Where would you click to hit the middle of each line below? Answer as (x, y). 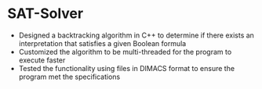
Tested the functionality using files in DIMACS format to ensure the (127, 68)
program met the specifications (69, 77)
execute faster (42, 60)
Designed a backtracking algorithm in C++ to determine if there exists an (136, 35)
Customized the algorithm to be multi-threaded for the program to (125, 52)
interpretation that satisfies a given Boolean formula (102, 43)
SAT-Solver (45, 14)
